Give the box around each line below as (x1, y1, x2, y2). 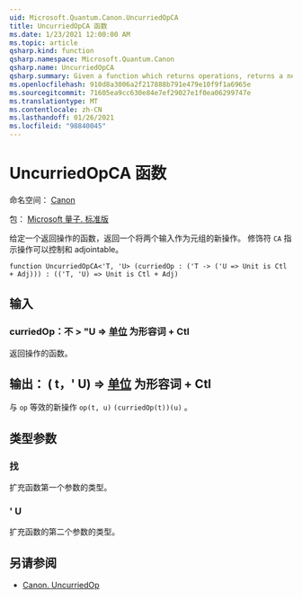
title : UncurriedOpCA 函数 (9, 22, 108, 31)
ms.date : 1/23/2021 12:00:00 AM (9, 30, 130, 39)
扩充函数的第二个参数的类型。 (9, 526, 120, 537)
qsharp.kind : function (9, 47, 94, 56)
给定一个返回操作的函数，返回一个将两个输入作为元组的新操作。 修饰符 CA (9, 233, 282, 243)
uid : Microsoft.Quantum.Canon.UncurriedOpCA (9, 13, 179, 22)
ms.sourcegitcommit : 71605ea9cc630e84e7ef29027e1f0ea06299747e (9, 88, 252, 97)
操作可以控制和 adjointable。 (16, 243, 124, 254)
